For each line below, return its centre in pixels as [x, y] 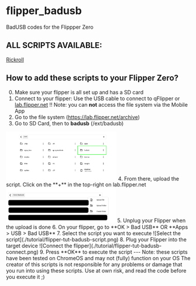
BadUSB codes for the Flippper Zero [50, 27]
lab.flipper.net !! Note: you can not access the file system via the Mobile [101, 104]
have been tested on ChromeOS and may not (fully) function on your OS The [98, 258]
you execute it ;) [25, 277]
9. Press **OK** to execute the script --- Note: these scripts [114, 252]
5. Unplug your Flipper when [151, 220]
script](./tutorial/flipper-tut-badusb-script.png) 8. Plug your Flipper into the [97, 239]
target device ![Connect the [39, 246]
